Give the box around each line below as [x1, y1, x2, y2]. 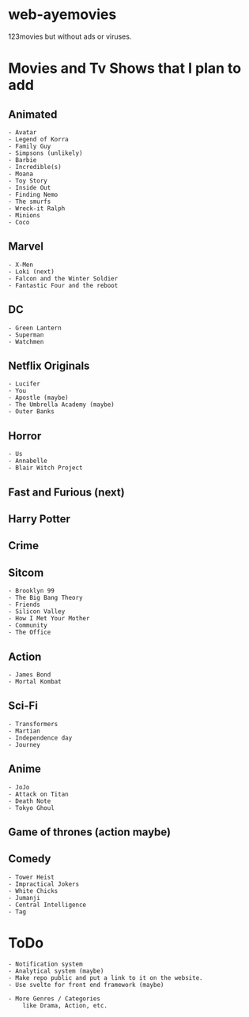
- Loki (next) [8, 267, 55, 276]
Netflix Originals [8, 359, 90, 372]
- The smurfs [8, 198, 51, 205]
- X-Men [8, 261, 34, 269]
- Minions [8, 211, 41, 219]
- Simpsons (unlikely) [8, 149, 83, 157]
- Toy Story [8, 176, 47, 185]
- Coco [8, 218, 30, 226]
